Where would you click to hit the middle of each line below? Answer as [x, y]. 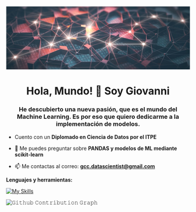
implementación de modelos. [98, 124]
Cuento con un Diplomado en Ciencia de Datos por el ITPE [85, 137]
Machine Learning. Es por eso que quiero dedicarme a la [98, 117]
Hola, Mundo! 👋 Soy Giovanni [98, 91]
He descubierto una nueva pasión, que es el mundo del [98, 110]
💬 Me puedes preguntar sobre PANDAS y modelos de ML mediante [96, 148]
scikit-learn [29, 154]
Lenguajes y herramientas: [39, 180]
